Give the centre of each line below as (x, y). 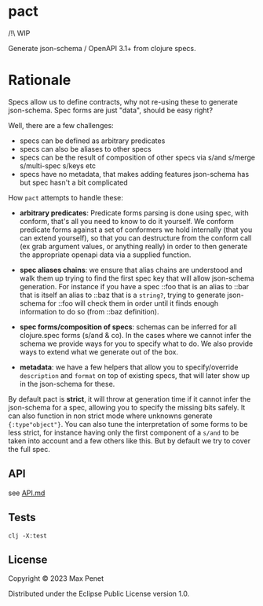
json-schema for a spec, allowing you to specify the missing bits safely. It (127, 407)
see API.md (27, 493)
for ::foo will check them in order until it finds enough (132, 303)
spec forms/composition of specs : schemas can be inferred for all (128, 327)
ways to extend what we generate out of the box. (99, 351)
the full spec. (29, 449)
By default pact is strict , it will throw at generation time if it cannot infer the (130, 398)
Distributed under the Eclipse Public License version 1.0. (99, 594)
